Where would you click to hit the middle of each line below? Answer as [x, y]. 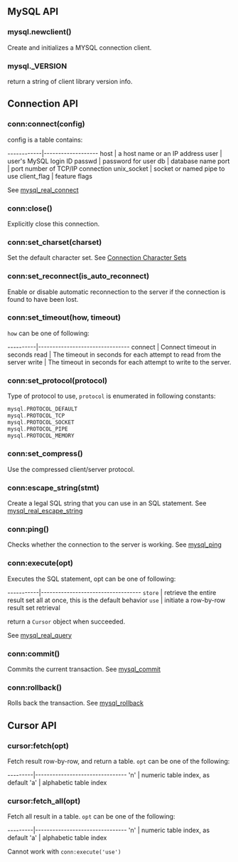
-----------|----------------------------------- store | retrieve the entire [112, 592]
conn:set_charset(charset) [55, 242]
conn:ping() [28, 530]
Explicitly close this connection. [54, 224]
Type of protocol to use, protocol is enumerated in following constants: [112, 396]
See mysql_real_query [40, 635]
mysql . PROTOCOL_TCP [36, 416]
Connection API [43, 104]
